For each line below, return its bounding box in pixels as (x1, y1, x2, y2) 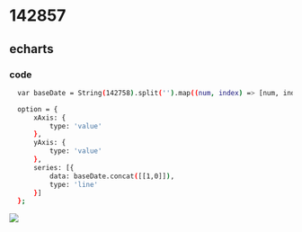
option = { (17, 104, 58, 113)
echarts (9, 41, 54, 57)
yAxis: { (32, 138, 67, 147)
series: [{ (32, 163, 75, 172)
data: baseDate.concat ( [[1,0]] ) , (49, 172, 175, 181)
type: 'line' (49, 180, 99, 189)
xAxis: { (32, 113, 67, 122)
